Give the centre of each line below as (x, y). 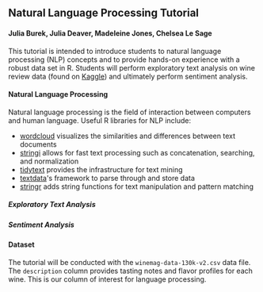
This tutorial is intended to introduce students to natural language (115, 51)
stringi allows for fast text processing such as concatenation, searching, (137, 152)
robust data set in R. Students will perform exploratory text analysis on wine (132, 67)
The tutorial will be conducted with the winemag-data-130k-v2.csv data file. (130, 262)
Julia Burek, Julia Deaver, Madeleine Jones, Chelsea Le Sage (110, 33)
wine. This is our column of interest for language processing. (107, 279)
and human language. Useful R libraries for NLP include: (100, 120)
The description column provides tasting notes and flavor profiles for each (131, 271)
